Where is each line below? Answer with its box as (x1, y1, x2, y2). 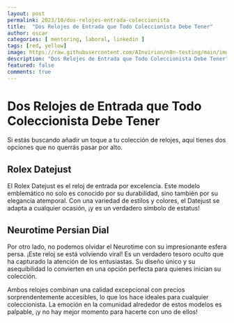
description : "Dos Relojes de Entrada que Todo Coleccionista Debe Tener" (7, 56, 229, 63)
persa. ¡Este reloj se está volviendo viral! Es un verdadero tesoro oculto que (7, 250, 224, 258)
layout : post (7, 10, 45, 17)
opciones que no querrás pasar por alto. (7, 143, 123, 151)
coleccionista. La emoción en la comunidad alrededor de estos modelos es (7, 300, 222, 309)
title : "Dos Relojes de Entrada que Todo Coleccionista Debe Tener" (7, 23, 214, 30)
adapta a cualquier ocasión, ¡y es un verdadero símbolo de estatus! (7, 204, 200, 213)
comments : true (7, 68, 52, 75)
